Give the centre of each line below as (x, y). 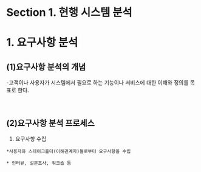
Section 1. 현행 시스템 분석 (69, 12)
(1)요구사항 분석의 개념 (46, 67)
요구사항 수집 (31, 139)
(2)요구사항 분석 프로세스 (51, 123)
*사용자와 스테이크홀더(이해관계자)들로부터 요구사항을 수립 (69, 151)
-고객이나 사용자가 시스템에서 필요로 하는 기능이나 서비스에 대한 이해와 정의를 (97, 83)
